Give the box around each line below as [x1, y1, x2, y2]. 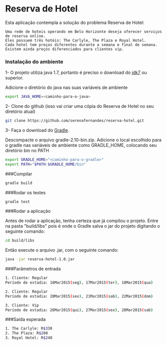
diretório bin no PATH [5, 147, 49, 153]
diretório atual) [5, 108, 36, 115]
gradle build [5, 180, 32, 185]
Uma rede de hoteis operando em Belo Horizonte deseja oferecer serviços [5, 29, 162, 34]
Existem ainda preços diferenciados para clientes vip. [5, 46, 124, 51]
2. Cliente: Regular [5, 289, 48, 294]
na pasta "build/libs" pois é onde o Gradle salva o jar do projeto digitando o [5, 223, 160, 229]
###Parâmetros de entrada [5, 266, 61, 272]
